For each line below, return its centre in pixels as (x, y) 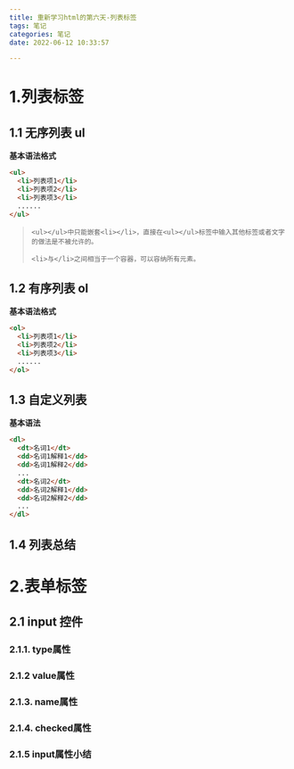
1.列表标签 (47, 97)
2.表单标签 (48, 586)
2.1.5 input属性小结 (50, 754)
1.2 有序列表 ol (49, 288)
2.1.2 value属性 (42, 675)
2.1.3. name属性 (44, 701)
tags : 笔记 (28, 26)
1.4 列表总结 (43, 545)
